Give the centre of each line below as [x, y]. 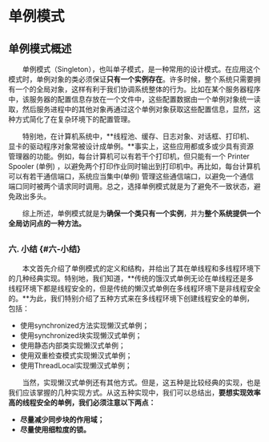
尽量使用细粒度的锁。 [55, 429]
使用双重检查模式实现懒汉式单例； [76, 355]
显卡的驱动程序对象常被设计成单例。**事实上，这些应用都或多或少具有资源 [131, 146]
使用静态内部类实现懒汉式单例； [72, 345]
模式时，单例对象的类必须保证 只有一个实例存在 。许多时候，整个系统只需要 [131, 79]
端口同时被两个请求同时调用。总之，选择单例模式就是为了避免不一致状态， [131, 186]
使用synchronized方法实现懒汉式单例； [84, 325]
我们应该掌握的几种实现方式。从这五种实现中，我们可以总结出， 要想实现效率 [134, 392]
